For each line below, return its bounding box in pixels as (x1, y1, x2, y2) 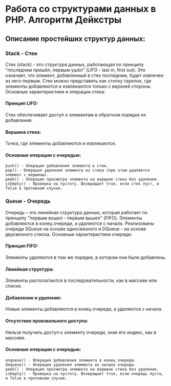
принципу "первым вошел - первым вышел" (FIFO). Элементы (5, 215, 142, 221)
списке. (5, 283, 22, 289)
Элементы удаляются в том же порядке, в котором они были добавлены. (5, 254, 166, 260)
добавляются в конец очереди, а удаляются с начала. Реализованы (5, 220, 155, 226)
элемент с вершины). (5, 172, 50, 177)
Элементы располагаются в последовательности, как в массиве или (5, 277, 157, 283)
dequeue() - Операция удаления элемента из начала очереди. (5, 362, 137, 367)
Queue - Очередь (5, 198, 51, 205)
